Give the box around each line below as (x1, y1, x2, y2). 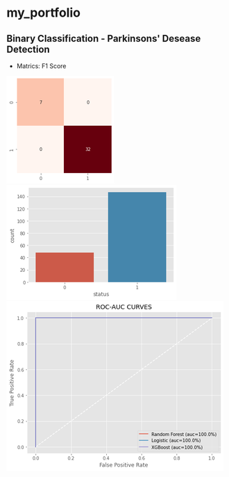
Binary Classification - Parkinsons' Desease (6, 33, 201, 45)
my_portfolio (6, 5, 81, 21)
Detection (6, 43, 50, 55)
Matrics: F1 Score (16, 62, 67, 70)
